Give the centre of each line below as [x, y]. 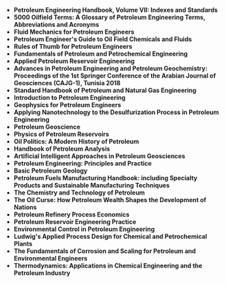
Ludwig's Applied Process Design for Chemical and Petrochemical [110, 236]
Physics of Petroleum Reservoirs [61, 134]
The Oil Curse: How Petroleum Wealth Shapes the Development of [110, 200]
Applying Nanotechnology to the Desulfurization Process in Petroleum [116, 112]
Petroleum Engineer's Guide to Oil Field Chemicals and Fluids [103, 39]
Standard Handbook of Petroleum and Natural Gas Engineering [105, 90]
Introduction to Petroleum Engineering [69, 98]
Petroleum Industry [42, 273]
